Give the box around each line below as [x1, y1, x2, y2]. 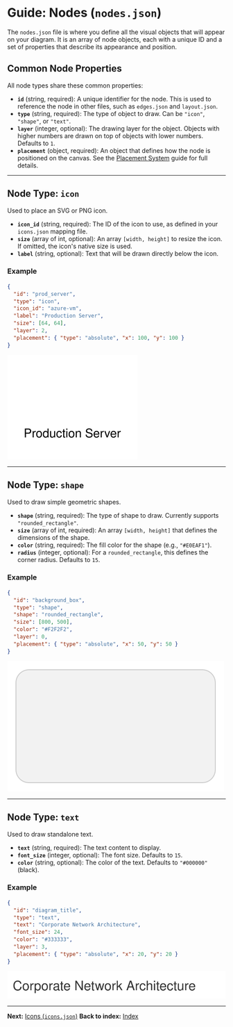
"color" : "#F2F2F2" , [13, 626, 73, 633]
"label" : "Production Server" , [13, 313, 104, 320]
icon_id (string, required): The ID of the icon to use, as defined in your [17, 220, 218, 228]
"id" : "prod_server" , [13, 290, 76, 297]
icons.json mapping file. [17, 227, 88, 236]
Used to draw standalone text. [7, 830, 94, 838]
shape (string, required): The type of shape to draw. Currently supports [17, 511, 219, 519]
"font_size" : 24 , [13, 929, 64, 936]
